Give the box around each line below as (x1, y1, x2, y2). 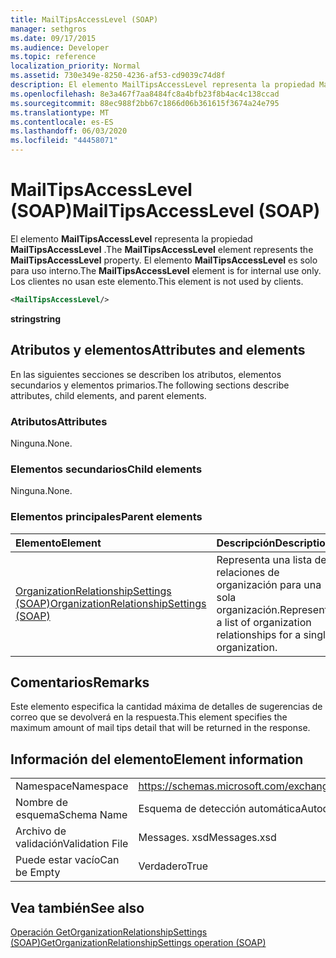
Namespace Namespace (15, 779, 129, 793)
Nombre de (15, 796, 68, 810)
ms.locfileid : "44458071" (10, 136, 118, 146)
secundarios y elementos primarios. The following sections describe (10, 379, 290, 391)
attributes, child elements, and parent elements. (10, 389, 207, 401)
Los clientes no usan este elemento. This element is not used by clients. (10, 275, 304, 287)
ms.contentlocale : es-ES (10, 117, 114, 127)
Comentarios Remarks (10, 674, 150, 691)
